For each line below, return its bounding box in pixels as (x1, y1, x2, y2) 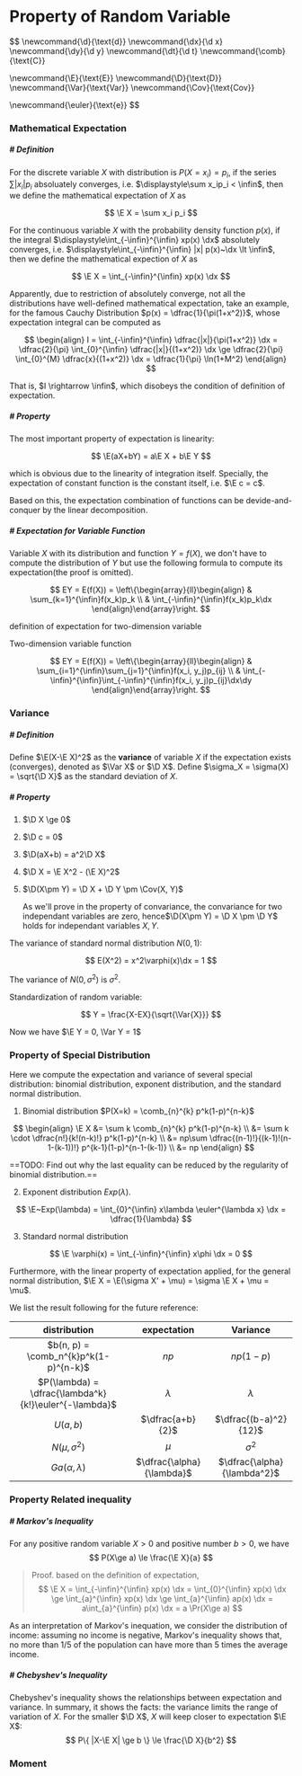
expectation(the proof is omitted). (9, 567, 134, 578)
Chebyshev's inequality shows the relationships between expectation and (9, 1692, 282, 1703)
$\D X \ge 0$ (22, 814, 71, 825)
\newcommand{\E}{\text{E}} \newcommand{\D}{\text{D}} (9, 72, 222, 83)
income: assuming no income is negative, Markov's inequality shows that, (9, 1629, 282, 1641)
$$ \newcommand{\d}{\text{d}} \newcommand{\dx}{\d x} (9, 36, 223, 47)
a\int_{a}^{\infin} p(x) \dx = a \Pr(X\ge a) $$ (81, 1603, 243, 1614)
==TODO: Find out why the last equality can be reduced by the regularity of (9, 1159, 289, 1170)
